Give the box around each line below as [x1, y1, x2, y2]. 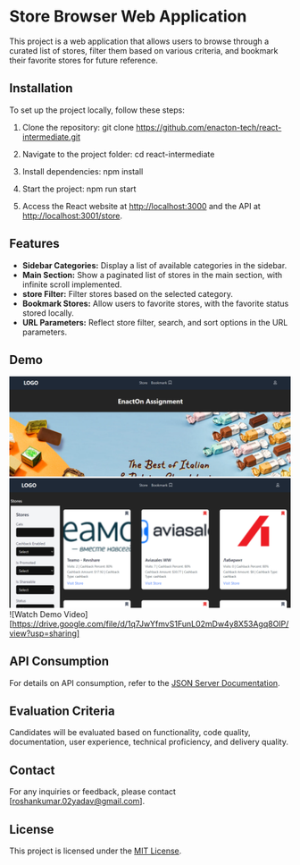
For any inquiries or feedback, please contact [9, 786, 177, 797]
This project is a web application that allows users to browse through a [9, 36, 270, 47]
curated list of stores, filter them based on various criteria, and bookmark [9, 45, 279, 55]
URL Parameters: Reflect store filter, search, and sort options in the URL [21, 317, 288, 327]
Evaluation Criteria [9, 704, 115, 719]
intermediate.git [21, 131, 80, 142]
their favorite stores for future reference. [9, 55, 158, 65]
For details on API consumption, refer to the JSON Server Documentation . [9, 677, 280, 688]
